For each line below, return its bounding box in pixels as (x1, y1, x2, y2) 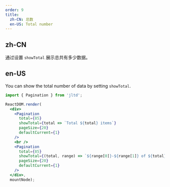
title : (5, 12, 19, 17)
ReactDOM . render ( (5, 102, 42, 107)
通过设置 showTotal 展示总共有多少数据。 (5, 54, 91, 61)
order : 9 (5, 7, 24, 13)
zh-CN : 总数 (10, 17, 34, 22)
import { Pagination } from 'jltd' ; (5, 92, 82, 98)
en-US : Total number (10, 21, 53, 27)
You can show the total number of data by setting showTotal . (5, 83, 131, 89)
